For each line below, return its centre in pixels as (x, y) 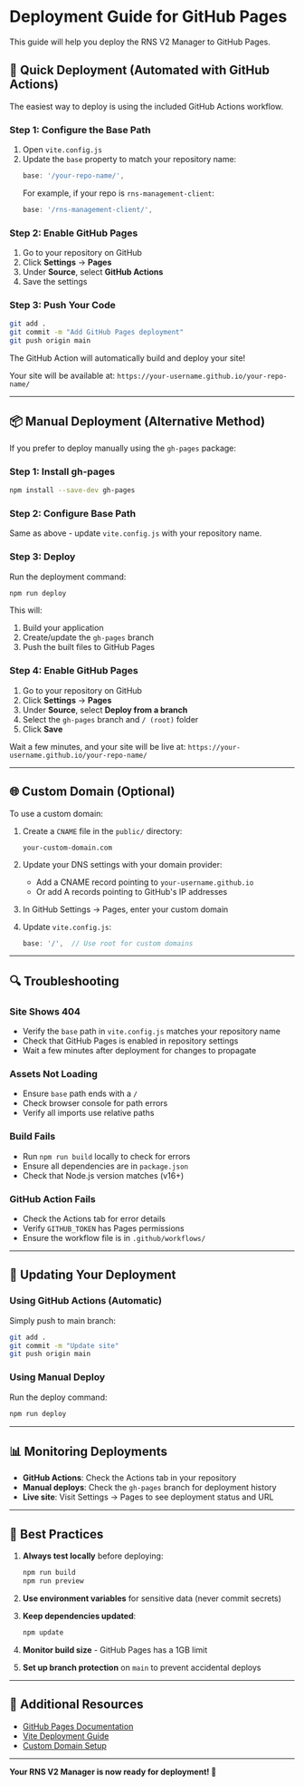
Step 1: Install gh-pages (62, 471)
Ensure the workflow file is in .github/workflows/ (114, 1238)
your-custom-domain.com (67, 848)
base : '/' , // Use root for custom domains (108, 943)
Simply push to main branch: (62, 1320)
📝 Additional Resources (76, 1705)
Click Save (43, 729)
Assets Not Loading (53, 1074)
